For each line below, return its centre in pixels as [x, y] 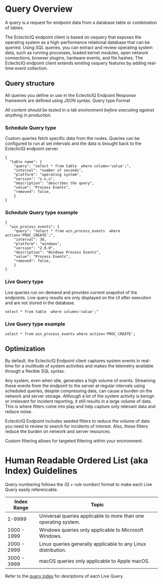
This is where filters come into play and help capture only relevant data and [80, 406]
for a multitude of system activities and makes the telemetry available [84, 366]
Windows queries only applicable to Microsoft [91, 530]
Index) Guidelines [41, 471]
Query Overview [39, 9]
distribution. [53, 550]
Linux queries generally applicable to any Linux [93, 544]
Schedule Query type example [42, 212]
